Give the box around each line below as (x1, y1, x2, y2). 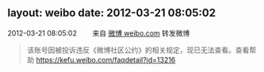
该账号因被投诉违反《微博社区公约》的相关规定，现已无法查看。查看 (26, 45, 250, 55)
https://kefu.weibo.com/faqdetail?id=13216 (36, 55, 176, 64)
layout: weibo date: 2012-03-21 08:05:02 (7, 6, 216, 20)
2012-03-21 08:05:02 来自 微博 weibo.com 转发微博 (7, 28, 190, 38)
